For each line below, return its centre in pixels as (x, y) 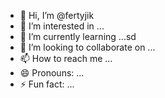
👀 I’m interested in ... (62, 26)
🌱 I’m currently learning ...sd (78, 36)
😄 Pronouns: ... (52, 73)
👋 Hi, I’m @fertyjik (57, 15)
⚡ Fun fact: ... (47, 84)
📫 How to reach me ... (66, 58)
